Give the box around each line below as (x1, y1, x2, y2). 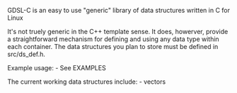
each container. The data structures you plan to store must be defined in (7, 43, 219, 50)
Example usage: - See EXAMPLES (7, 64, 106, 72)
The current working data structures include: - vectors (7, 77, 166, 86)
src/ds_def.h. (7, 50, 46, 58)
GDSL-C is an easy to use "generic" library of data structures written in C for (7, 6, 231, 14)
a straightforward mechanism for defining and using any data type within (7, 35, 219, 43)
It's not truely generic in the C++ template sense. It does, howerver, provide (7, 28, 229, 35)
